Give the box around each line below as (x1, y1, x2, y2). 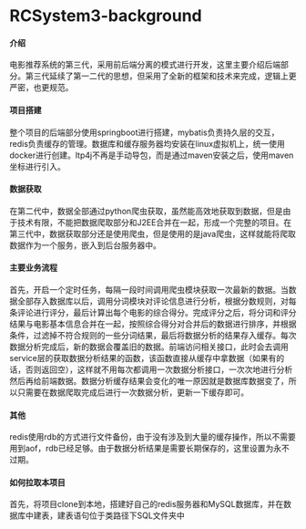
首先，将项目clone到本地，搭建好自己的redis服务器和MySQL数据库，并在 (9, 499, 284, 510)
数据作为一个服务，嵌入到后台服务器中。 (9, 239, 161, 251)
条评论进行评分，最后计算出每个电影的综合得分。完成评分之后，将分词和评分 (9, 307, 297, 317)
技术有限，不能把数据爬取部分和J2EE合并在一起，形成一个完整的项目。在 (16, 216, 292, 228)
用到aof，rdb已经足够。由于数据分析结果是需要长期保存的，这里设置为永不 (9, 443, 290, 454)
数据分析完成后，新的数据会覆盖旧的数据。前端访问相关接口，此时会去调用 (9, 341, 289, 352)
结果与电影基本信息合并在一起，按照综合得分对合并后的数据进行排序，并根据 (9, 318, 297, 329)
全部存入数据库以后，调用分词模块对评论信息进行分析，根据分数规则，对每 (16, 296, 297, 306)
